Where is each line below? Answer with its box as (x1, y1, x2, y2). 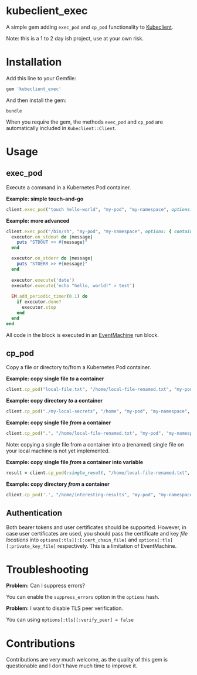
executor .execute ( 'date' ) (11, 277, 75, 283)
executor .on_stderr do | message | (11, 255, 93, 261)
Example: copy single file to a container (6, 375, 104, 382)
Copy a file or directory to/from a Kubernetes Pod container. (6, 364, 151, 371)
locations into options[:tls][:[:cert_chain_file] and (6, 536, 138, 543)
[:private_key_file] (6, 543, 57, 549)
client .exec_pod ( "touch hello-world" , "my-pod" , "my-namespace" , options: (6, 206, 193, 212)
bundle (6, 108, 22, 114)
